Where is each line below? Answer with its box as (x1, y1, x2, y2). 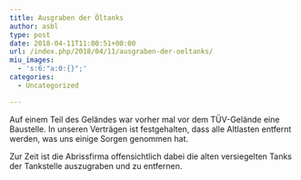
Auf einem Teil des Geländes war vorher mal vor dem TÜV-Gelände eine (9, 114, 280, 125)
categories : (9, 73, 55, 82)
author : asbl (9, 22, 59, 31)
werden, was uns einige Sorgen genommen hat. (9, 133, 189, 144)
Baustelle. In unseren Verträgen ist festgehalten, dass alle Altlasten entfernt (9, 124, 292, 135)
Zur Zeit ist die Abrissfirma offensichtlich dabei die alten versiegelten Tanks (9, 151, 293, 162)
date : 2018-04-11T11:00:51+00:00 (9, 38, 136, 48)
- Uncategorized (17, 81, 79, 90)
